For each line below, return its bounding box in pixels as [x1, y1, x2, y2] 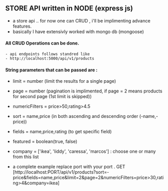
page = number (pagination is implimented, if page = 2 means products [12, 88, 163, 94]
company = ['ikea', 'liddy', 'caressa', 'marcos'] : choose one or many [12, 148, 156, 155]
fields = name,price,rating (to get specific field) [12, 129, 112, 135]
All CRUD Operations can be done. [5, 40, 79, 46]
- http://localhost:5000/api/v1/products [5, 56, 95, 61]
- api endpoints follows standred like [5, 52, 90, 57]
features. [12, 23, 32, 29]
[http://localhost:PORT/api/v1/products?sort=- [12, 169, 109, 175]
